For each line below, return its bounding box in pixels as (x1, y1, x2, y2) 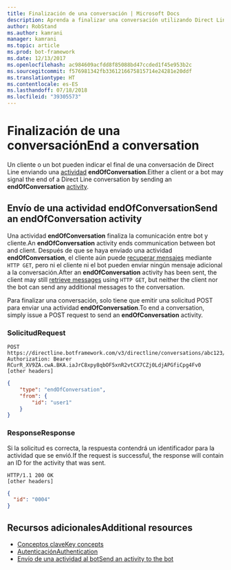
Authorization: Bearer (7, 356, 72, 363)
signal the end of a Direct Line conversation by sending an (7, 175, 173, 183)
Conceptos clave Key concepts (16, 540, 104, 549)
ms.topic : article (7, 42, 60, 49)
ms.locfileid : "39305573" (7, 94, 81, 101)
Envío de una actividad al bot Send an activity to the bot (16, 555, 174, 563)
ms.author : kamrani (7, 29, 63, 37)
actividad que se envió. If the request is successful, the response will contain (7, 451, 224, 459)
